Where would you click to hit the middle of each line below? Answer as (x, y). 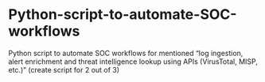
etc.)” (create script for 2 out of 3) (64, 69)
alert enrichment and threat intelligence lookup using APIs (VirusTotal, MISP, (133, 61)
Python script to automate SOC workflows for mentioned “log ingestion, (126, 53)
